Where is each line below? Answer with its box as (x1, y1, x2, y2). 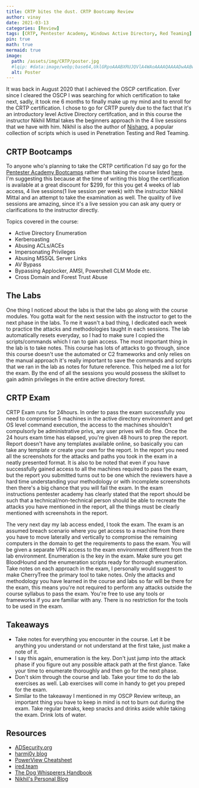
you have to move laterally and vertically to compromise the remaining (6, 533, 178, 540)
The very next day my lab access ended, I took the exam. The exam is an (6, 521, 185, 528)
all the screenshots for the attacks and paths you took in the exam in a (6, 453, 178, 460)
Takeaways (6, 620, 49, 630)
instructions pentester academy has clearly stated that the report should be (6, 490, 191, 498)
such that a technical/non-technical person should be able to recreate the (6, 496, 186, 504)
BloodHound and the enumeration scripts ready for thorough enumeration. (6, 558, 188, 566)
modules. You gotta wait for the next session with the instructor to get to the (6, 312, 192, 320)
